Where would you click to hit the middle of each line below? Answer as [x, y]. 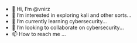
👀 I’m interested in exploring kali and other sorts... [71, 15]
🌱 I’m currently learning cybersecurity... [59, 21]
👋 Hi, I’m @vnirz [31, 9]
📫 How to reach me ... [39, 34]
